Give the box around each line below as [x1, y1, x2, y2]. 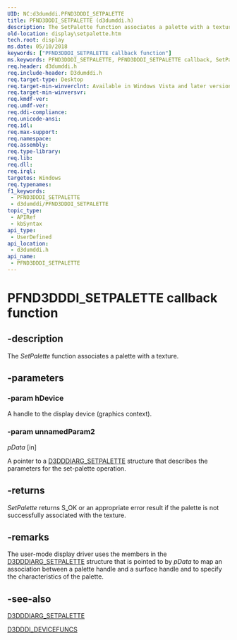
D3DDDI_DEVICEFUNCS [7, 625, 78, 634]
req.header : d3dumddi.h [7, 63, 78, 70]
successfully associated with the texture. [7, 511, 127, 519]
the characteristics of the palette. [7, 572, 104, 581]
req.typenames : [7, 181, 52, 188]
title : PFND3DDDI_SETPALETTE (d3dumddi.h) [7, 17, 134, 24]
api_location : [7, 240, 49, 247]
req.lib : [7, 155, 33, 162]
